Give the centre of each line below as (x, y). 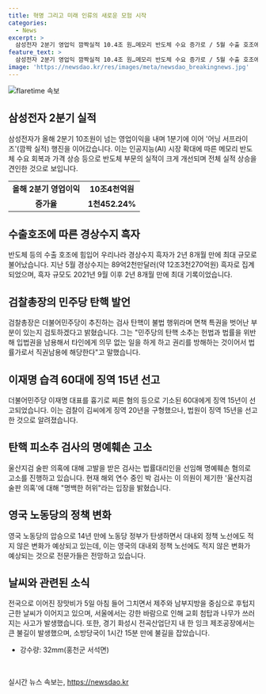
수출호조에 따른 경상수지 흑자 (74, 234)
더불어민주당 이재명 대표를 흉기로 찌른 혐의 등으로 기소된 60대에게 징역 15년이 (128, 400)
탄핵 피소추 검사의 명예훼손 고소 (80, 447)
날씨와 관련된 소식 (49, 583)
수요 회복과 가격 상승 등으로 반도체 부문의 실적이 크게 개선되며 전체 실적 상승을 (137, 158)
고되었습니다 (28, 410)
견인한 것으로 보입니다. (43, 168)
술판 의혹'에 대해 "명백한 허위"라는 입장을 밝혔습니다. (90, 487)
